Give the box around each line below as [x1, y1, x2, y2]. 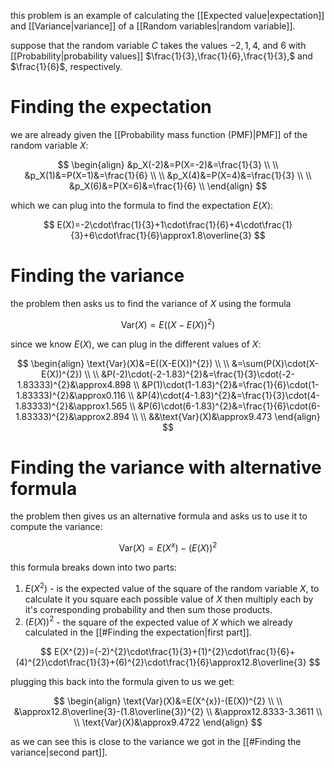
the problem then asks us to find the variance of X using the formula [10, 297, 292, 309]
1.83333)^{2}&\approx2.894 [15, 410, 130, 422]
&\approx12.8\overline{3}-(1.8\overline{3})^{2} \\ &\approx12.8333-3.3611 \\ [13, 706, 323, 718]
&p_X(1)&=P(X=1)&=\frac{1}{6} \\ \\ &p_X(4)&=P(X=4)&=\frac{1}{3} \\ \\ [24, 169, 312, 181]
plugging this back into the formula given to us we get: [10, 676, 235, 688]
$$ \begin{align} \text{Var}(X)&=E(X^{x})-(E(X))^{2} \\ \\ [53, 695, 283, 707]
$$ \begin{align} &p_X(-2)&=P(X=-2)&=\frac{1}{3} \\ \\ [57, 158, 279, 170]
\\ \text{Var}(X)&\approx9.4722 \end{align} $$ [73, 716, 263, 729]
